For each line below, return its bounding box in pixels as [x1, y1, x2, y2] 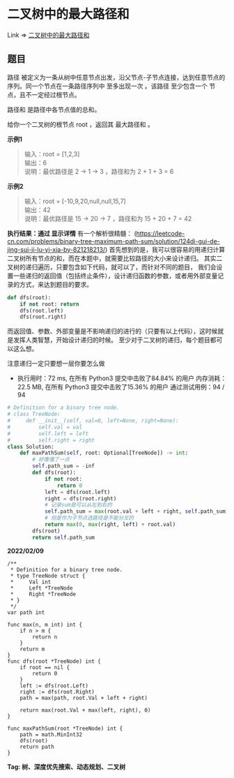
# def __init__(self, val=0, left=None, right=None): [7, 417, 179, 424]
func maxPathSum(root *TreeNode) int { [7, 725, 123, 732]
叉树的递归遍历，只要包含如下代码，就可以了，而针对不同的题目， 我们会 [7, 262, 217, 271]
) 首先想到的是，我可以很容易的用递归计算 [104, 245, 225, 253]
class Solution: [7, 443, 54, 450]
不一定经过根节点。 [25, 90, 81, 98]
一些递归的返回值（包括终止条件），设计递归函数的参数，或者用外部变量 [13, 271, 218, 280]
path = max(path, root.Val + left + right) [19, 694, 148, 701]
